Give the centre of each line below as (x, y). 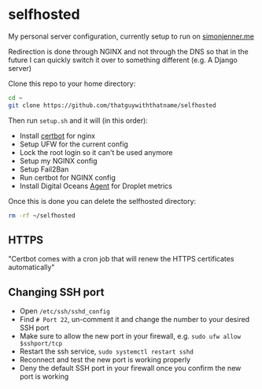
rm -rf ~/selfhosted (42, 215)
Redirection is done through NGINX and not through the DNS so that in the (129, 51)
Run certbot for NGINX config (67, 177)
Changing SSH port (56, 292)
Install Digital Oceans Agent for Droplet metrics (96, 186)
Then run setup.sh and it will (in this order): (78, 120)
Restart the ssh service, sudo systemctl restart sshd (107, 351)
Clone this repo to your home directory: (72, 83)
